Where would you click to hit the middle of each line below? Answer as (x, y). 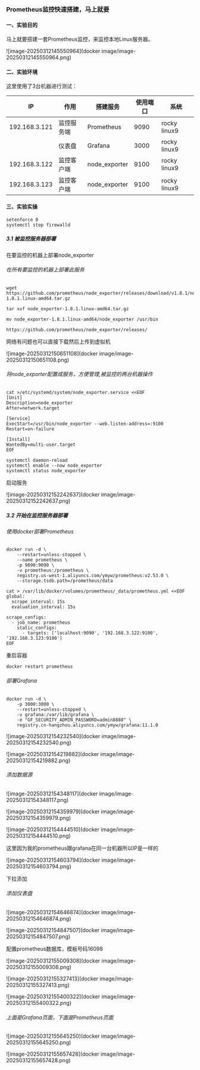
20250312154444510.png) (39, 835)
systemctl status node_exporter (46, 471)
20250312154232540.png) (39, 742)
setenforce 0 (22, 220)
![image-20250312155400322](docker (53, 997)
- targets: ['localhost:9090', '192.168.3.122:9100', (90, 633)
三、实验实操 (22, 206)
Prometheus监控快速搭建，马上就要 (58, 9)
